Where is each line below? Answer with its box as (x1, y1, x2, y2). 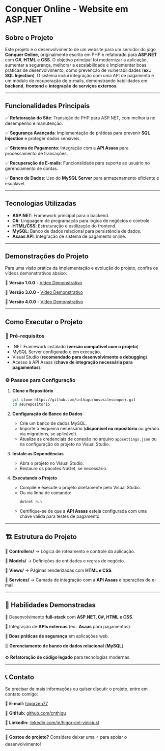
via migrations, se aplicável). (19, 431, 78, 437)
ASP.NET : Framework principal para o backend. (12, 212, 110, 218)
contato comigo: (5, 691, 38, 697)
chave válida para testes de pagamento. (19, 513, 101, 519)
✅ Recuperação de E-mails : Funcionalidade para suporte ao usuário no (5, 160, 150, 166)
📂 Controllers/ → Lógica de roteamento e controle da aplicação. (5, 548, 135, 554)
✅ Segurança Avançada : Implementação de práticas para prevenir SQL (5, 130, 151, 136)
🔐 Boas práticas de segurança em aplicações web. (5, 633, 109, 639)
